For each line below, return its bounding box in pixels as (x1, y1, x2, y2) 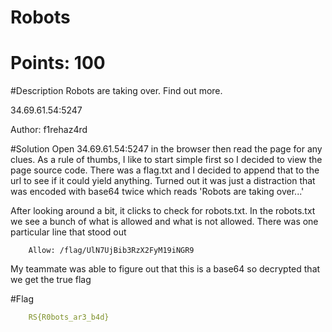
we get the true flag (10, 274, 92, 286)
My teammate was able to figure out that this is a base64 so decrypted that (10, 263, 321, 275)
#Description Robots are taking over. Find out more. (10, 85, 223, 97)
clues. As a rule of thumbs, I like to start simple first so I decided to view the (10, 154, 323, 166)
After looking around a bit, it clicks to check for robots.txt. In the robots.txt (10, 205, 316, 217)
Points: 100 (10, 52, 106, 75)
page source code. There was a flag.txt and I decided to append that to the (10, 164, 320, 176)
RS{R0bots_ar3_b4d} (28, 312, 110, 323)
